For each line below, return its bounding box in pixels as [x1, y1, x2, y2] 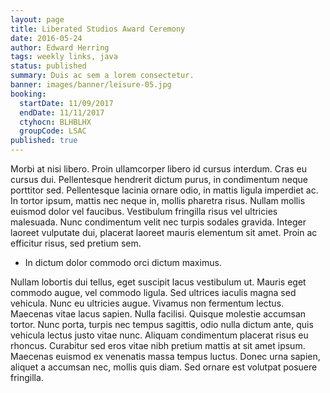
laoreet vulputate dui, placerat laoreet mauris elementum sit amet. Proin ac [10, 227, 318, 238]
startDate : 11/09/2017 [19, 98, 114, 108]
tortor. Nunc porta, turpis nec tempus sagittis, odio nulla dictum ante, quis [10, 319, 314, 330]
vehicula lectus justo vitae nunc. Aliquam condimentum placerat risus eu [10, 329, 309, 341]
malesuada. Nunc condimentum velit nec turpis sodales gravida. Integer [10, 216, 307, 228]
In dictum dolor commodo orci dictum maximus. [24, 257, 222, 268]
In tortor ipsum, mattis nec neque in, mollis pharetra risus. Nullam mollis [10, 195, 306, 206]
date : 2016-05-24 [10, 33, 83, 43]
